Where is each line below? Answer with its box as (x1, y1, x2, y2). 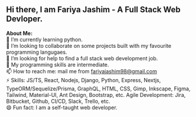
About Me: (6, 30, 33, 37)
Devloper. (6, 14, 43, 24)
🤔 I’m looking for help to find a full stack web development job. (6, 54, 158, 61)
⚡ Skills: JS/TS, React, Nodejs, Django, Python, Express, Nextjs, (6, 76, 161, 83)
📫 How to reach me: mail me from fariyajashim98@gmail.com (6, 67, 158, 74)
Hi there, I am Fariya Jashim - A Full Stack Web (6, 5, 181, 15)
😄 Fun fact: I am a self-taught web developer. (6, 103, 118, 111)
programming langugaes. (6, 48, 67, 56)
